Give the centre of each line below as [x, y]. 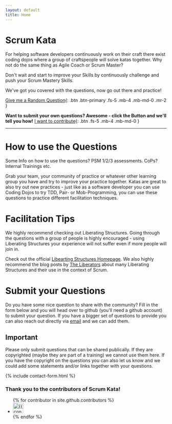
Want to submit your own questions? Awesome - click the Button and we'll [86, 116]
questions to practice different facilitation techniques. [62, 198]
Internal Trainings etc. [28, 166]
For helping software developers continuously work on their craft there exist [85, 54]
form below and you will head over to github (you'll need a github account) [84, 310]
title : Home [18, 15]
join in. [12, 249]
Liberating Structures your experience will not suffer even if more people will [86, 244]
